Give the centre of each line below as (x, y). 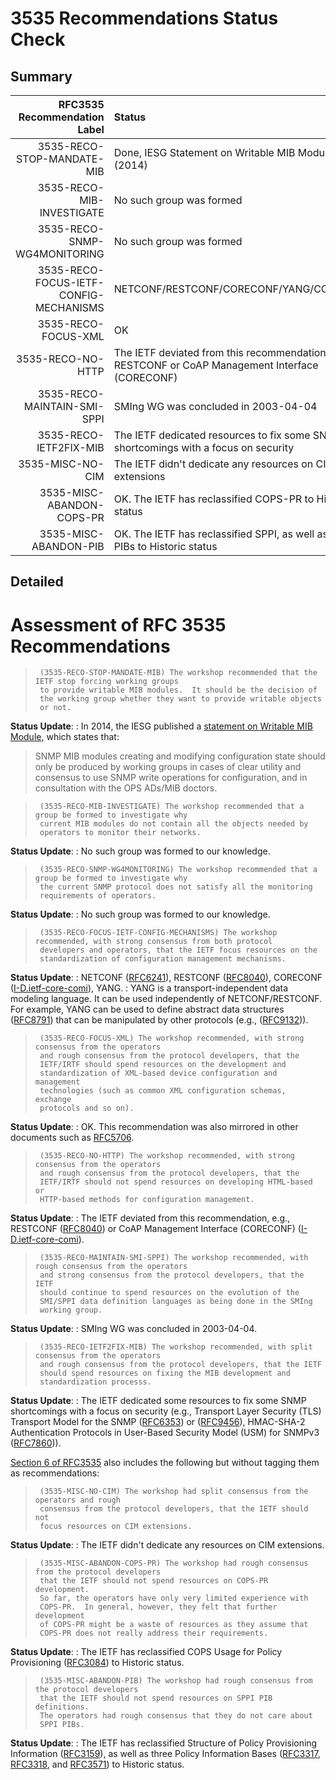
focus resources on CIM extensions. (116, 1527)
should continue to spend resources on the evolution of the (169, 1293)
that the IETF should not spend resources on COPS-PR (154, 1581)
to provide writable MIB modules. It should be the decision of (178, 690)
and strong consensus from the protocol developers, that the (172, 1275)
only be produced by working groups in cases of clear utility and (168, 767)
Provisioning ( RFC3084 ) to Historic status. (97, 1663)
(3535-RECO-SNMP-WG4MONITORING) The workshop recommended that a (178, 870)
